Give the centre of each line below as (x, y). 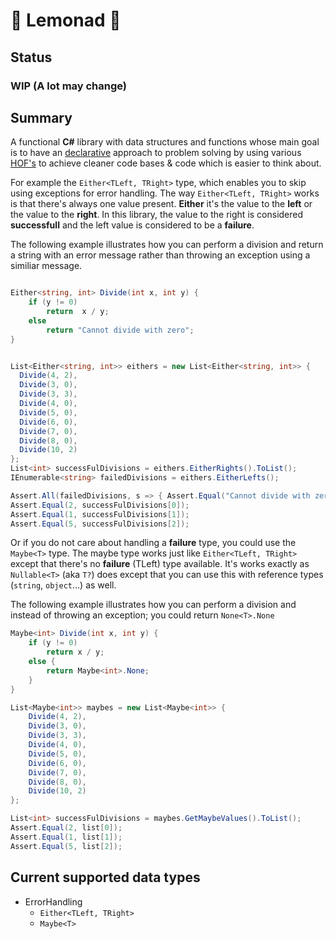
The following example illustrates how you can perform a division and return (167, 245)
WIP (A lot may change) (69, 86)
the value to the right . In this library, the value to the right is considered (157, 215)
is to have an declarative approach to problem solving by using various (156, 153)
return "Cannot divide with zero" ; (120, 330)
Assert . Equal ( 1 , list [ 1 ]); (66, 837)
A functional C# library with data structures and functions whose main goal (165, 142)
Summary (41, 117)
